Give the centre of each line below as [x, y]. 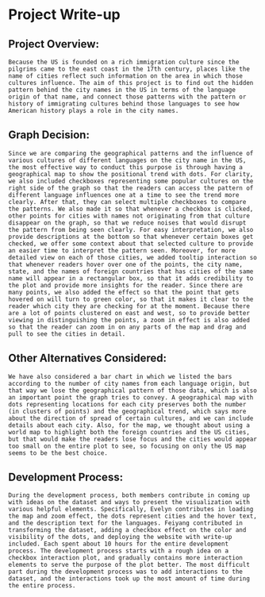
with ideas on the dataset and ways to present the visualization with [129, 503]
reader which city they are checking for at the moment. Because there [129, 306]
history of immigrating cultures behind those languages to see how [124, 104]
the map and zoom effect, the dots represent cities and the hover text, [133, 516]
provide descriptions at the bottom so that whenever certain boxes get [131, 237]
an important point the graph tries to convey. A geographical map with [131, 397]
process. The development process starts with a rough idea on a [118, 551]
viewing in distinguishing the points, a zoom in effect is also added [129, 320]
